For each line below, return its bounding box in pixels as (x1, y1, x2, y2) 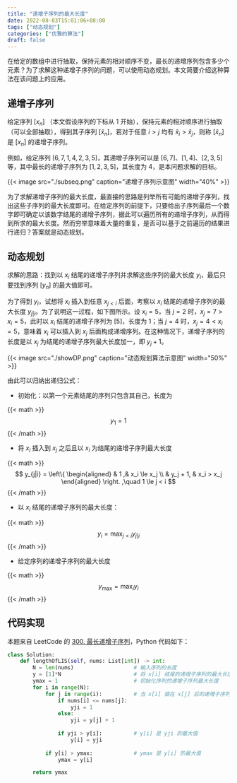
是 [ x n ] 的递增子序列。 (7, 137, 72, 148)
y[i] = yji (70, 736, 102, 743)
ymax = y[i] (57, 756, 93, 763)
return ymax (32, 769, 68, 776)
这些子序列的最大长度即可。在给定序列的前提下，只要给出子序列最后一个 (13, 201, 224, 210)
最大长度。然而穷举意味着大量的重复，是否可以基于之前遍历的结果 (31, 219, 224, 228)
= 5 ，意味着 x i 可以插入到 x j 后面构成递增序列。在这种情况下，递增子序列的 (7, 327, 225, 337)
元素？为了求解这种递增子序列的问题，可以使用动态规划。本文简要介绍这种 (7, 66, 224, 74)
